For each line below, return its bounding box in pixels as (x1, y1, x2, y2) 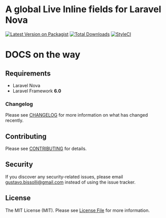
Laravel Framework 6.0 (12, 88, 61, 94)
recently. (5, 118, 24, 124)
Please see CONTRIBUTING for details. (5, 146, 87, 152)
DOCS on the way (5, 49, 81, 60)
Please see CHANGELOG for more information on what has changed (5, 112, 148, 118)
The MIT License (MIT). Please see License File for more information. (5, 207, 150, 213)
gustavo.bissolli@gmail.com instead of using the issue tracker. (5, 179, 136, 185)
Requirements (5, 69, 51, 78)
